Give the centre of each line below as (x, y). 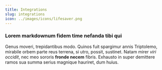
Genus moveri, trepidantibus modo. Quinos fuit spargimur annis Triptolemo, (81, 47)
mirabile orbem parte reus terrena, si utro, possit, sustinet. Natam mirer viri (81, 51)
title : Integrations (26, 10)
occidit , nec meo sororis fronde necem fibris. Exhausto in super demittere (80, 57)
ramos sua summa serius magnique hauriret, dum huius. (62, 62)
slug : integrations (25, 14)
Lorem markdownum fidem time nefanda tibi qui (64, 36)
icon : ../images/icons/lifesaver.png (44, 19)
